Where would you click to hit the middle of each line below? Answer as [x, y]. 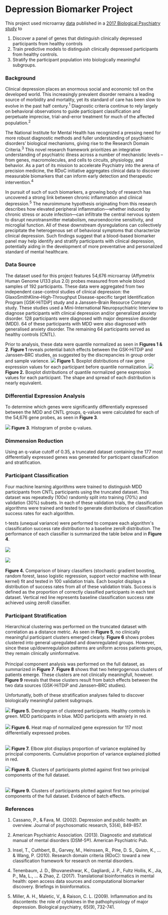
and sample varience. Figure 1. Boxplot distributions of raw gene [75, 361]
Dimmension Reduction [34, 441]
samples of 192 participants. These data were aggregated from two [75, 286]
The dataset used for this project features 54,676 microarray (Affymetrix [80, 276]
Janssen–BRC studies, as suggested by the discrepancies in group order [80, 355]
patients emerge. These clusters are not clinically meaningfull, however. [79, 675]
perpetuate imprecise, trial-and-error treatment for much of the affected [80, 116]
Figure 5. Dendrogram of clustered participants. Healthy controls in [81, 711]
